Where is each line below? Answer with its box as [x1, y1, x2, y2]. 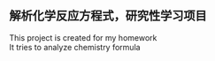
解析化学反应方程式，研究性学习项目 [9, 8, 207, 24]
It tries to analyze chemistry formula [9, 42, 141, 52]
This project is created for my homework [9, 32, 157, 42]
